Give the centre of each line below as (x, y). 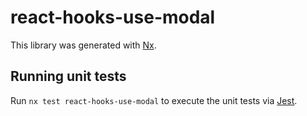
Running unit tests (68, 76)
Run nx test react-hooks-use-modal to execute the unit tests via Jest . (154, 100)
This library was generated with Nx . (83, 45)
